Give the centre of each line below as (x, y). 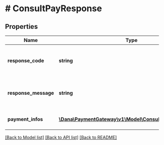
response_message (31, 93)
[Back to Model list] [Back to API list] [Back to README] (61, 137)
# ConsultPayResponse (54, 9)
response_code (26, 61)
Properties (21, 27)
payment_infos (25, 119)
